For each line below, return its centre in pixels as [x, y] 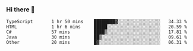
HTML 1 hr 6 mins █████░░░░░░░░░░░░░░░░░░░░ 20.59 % [96, 27]
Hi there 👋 [21, 9]
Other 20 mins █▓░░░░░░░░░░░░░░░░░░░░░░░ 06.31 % [96, 43]
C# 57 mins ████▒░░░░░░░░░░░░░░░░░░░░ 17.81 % [96, 32]
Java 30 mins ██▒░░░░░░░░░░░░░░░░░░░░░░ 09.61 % [96, 37]
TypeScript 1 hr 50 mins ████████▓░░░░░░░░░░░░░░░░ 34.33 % [96, 22]
